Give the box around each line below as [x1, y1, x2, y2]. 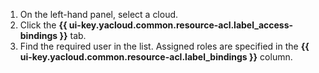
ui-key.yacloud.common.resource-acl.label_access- [68, 19, 294, 31]
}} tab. [59, 30, 87, 41]
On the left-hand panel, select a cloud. [19, 9, 179, 20]
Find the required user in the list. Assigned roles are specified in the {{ [19, 40, 310, 52]
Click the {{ [19, 19, 68, 31]
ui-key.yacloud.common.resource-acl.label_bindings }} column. [19, 51, 293, 63]
